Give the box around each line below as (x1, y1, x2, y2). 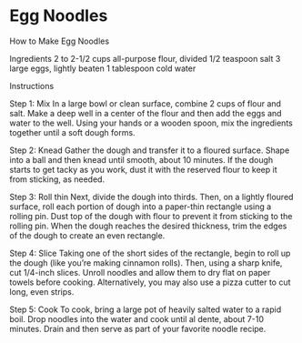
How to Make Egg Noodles (9, 35, 110, 46)
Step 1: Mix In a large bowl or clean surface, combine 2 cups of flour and (9, 97, 282, 109)
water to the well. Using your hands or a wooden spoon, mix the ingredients (9, 117, 293, 128)
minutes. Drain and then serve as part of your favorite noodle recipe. (9, 323, 267, 334)
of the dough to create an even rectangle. (9, 229, 166, 241)
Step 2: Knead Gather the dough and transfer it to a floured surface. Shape (9, 145, 290, 156)
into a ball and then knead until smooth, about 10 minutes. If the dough (9, 154, 274, 165)
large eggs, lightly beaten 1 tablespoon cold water (9, 63, 196, 74)
